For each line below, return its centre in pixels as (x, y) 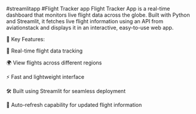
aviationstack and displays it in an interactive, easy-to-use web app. (90, 27)
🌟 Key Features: (26, 39)
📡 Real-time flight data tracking (45, 51)
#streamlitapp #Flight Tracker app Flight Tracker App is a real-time (88, 9)
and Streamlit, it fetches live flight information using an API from (85, 21)
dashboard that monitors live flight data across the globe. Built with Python (98, 15)
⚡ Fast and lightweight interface (45, 77)
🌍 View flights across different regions (54, 63)
